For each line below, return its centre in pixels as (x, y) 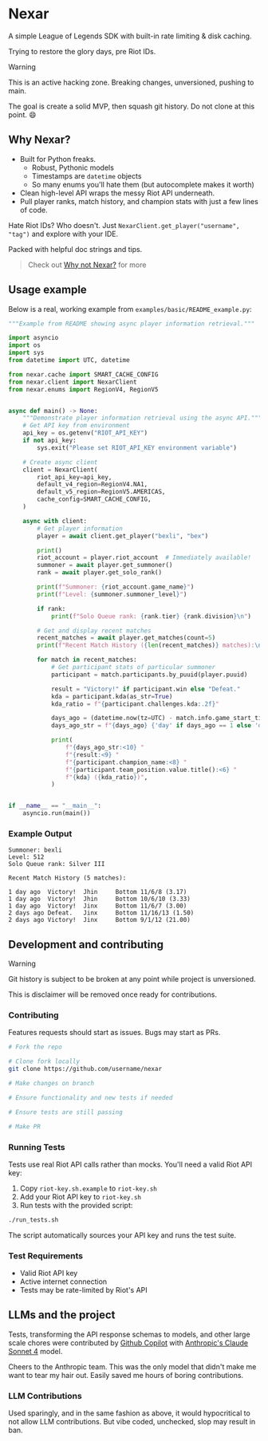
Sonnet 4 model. (35, 1351)
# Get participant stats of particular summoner (133, 667)
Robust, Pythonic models (73, 167)
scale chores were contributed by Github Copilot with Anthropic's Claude (128, 1343)
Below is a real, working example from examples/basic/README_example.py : (130, 309)
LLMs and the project (62, 1315)
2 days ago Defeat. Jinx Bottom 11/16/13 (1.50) (101, 913)
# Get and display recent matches (94, 631)
